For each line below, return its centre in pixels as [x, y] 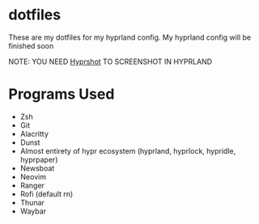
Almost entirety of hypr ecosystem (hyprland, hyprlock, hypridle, [128, 150]
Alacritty [34, 133]
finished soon [31, 45]
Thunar [32, 202]
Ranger [32, 185]
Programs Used [62, 94]
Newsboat [37, 168]
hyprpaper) [39, 159]
